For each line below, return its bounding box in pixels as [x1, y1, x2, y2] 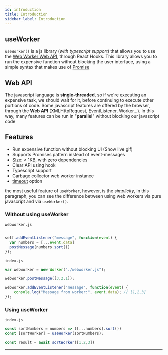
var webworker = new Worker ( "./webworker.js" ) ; [5, 267, 106, 272]
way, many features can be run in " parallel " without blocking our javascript [5, 113, 160, 119]
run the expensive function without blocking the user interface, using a [5, 59, 151, 65]
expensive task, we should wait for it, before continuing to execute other [5, 97, 154, 103]
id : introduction [5, 7, 41, 12]
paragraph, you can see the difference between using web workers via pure [5, 193, 161, 199]
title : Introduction [5, 12, 48, 17]
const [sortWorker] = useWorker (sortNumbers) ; [5, 331, 104, 336]
